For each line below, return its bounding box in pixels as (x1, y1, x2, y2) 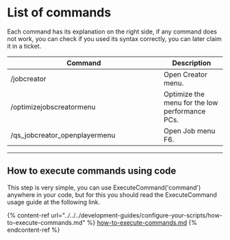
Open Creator (164, 70, 207, 79)
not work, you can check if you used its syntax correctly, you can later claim (7, 34, 222, 42)
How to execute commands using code (7, 165, 177, 177)
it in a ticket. (7, 42, 42, 50)
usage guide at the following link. (7, 198, 101, 206)
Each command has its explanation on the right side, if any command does (7, 27, 218, 36)
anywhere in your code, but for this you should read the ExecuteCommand (7, 190, 218, 199)
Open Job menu (164, 126, 216, 135)
